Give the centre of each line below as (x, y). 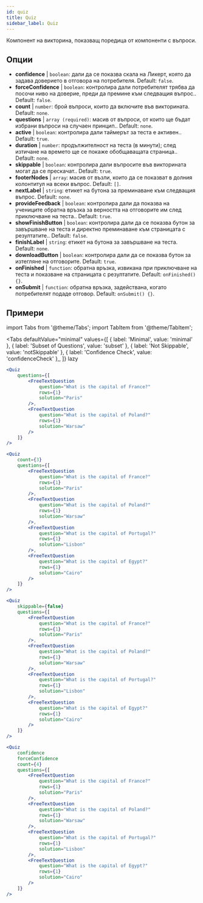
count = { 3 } (30, 460)
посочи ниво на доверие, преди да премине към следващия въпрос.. (105, 94)
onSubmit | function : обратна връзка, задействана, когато (91, 287)
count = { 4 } (30, 764)
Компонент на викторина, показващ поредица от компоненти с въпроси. (101, 41)
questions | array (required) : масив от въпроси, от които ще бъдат (102, 120)
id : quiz (17, 12)
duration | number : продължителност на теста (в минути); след (95, 145)
